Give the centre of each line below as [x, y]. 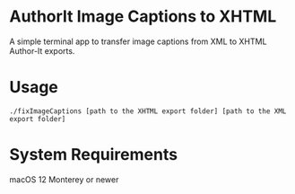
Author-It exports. [42, 50]
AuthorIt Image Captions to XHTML [143, 17]
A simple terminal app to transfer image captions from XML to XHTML [138, 41]
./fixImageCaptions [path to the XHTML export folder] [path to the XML [148, 111]
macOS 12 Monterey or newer [64, 179]
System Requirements [93, 155]
